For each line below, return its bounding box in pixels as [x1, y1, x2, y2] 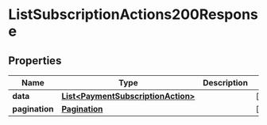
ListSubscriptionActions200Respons [8, 6, 258, 24]
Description [202, 78, 249, 88]
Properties [8, 54, 62, 67]
